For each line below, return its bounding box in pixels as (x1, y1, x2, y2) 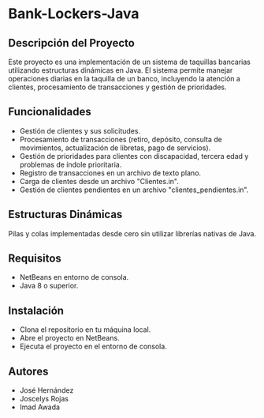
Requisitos (8, 252, 61, 265)
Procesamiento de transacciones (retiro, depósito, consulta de (19, 134, 222, 144)
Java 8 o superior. (19, 281, 79, 291)
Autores (8, 364, 49, 378)
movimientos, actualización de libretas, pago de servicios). (19, 143, 211, 153)
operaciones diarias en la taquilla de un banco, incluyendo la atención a (8, 74, 240, 83)
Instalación (8, 303, 65, 317)
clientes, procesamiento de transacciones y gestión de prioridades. (8, 82, 227, 92)
